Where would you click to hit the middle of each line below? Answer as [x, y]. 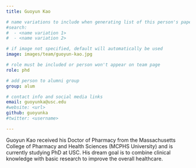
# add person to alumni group [43, 80]
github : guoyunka [27, 113]
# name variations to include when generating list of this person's [92, 22]
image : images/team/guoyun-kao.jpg [49, 54]
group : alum [20, 86]
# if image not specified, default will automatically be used [85, 49]
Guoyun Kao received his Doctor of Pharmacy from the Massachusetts [91, 140]
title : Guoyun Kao [28, 11]
